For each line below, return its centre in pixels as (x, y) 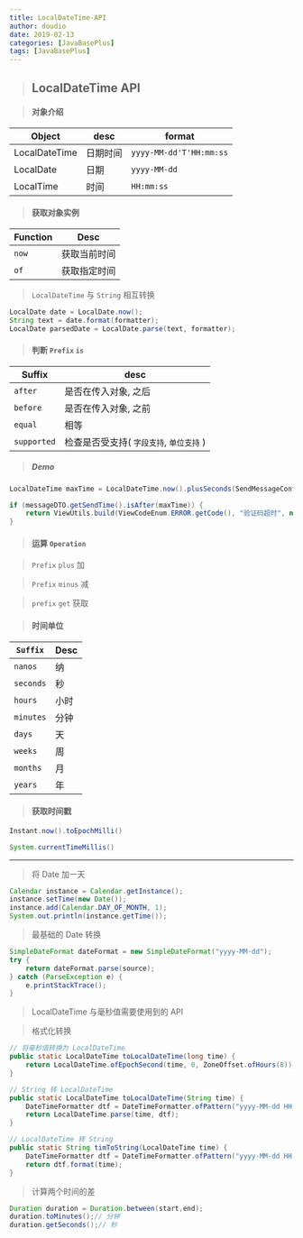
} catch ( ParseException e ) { (66, 977)
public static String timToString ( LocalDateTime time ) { (119, 1148)
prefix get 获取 (60, 603)
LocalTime (36, 186)
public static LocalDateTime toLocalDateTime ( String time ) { (127, 1098)
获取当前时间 (89, 253)
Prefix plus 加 (58, 565)
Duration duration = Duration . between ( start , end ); (106, 1208)
